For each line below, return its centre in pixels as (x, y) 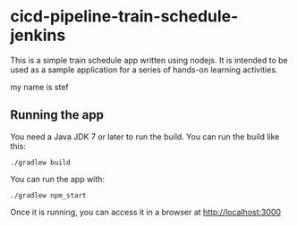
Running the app (57, 115)
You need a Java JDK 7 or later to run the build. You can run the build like (145, 137)
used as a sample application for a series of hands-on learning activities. (144, 70)
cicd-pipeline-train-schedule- (124, 17)
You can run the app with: (58, 179)
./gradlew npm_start (49, 195)
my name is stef (40, 87)
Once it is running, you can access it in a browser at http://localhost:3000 (145, 212)
